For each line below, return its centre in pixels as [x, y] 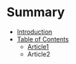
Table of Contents [43, 39]
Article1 [38, 46]
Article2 [39, 54]
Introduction [34, 32]
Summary [36, 12]
